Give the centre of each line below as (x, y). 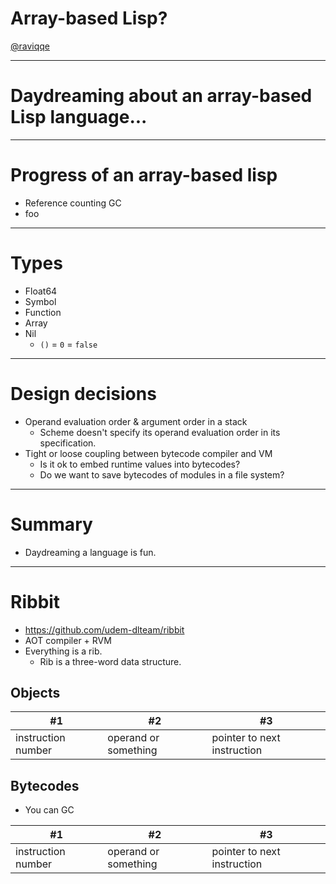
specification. (68, 443)
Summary (51, 524)
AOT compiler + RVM (68, 640)
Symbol (40, 301)
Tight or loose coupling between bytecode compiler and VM (148, 453)
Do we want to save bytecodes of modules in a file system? (162, 474)
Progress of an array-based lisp (144, 175)
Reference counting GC (73, 203)
